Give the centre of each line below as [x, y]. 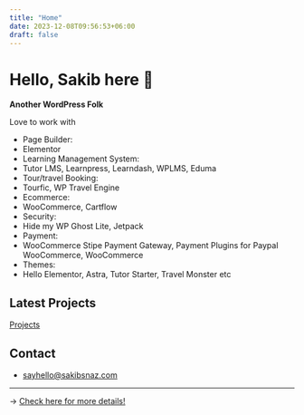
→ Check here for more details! [67, 401]
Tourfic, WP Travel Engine [71, 188]
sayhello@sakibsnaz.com [70, 375]
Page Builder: [47, 140]
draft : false [34, 34]
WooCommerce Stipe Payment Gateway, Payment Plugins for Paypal [150, 246]
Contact [33, 353]
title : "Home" [36, 18]
